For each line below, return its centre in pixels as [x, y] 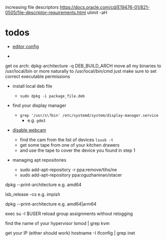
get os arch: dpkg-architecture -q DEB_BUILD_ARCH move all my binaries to [83, 66]
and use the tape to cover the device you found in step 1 [78, 150]
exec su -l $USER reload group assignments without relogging [69, 214]
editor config [25, 46]
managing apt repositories [39, 160]
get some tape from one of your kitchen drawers [70, 145]
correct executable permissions [38, 76]
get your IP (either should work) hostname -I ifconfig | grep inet [70, 233]
